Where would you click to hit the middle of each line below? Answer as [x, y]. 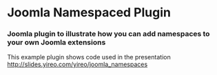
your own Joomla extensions [56, 42]
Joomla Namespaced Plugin [89, 13]
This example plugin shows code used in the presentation [89, 57]
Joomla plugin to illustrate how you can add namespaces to [108, 34]
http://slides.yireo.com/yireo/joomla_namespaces [77, 64]
